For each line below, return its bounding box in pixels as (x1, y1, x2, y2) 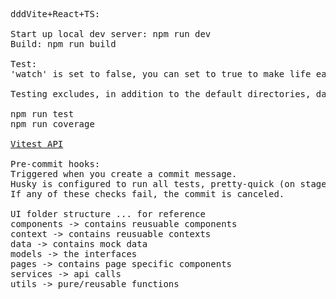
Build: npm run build (10, 39, 117, 49)
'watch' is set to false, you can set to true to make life (10, 69, 312, 79)
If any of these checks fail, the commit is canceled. (10, 189, 285, 199)
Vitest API (10, 139, 64, 149)
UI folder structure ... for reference (10, 209, 206, 219)
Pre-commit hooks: (10, 159, 101, 169)
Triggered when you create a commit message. (10, 169, 238, 179)
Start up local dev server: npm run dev (10, 29, 212, 39)
